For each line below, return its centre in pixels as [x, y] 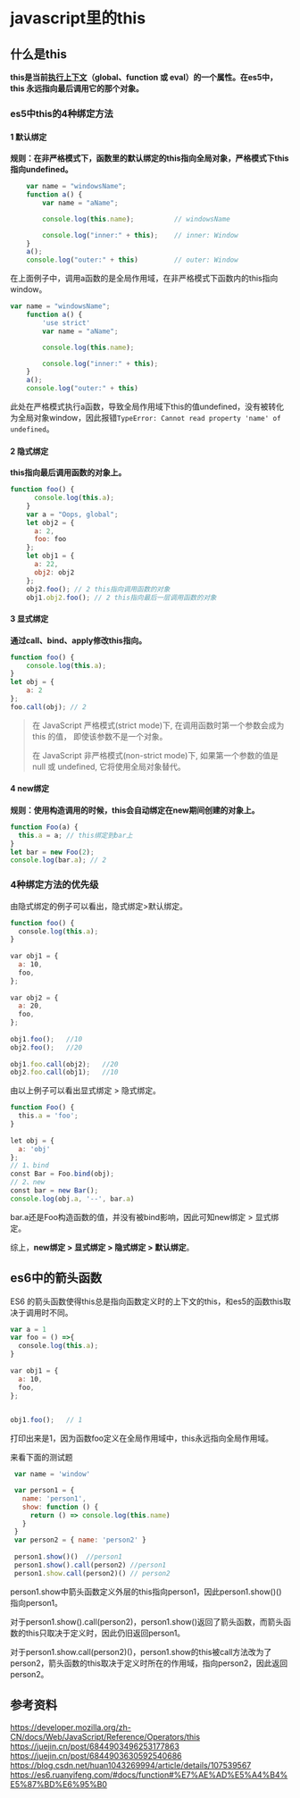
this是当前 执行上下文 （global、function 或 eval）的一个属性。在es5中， [144, 77]
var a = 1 [29, 1329]
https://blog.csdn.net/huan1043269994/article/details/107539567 [131, 1765]
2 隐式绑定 [29, 451]
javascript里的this [78, 18]
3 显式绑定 [29, 619]
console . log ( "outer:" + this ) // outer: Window [133, 260]
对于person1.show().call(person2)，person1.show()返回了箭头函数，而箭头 [147, 1621]
